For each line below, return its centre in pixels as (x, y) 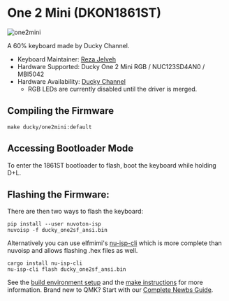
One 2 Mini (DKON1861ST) (84, 13)
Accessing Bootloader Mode (71, 148)
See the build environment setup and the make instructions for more (105, 282)
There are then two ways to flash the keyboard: (75, 212)
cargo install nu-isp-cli (45, 263)
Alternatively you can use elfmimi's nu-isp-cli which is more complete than (114, 243)
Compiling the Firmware (60, 111)
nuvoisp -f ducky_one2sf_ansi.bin (58, 230)
